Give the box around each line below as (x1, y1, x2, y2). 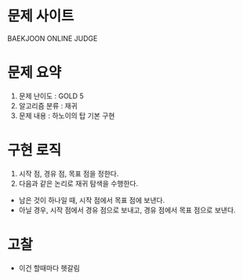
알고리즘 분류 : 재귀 (18, 101, 78, 110)
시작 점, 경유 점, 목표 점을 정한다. (18, 168, 119, 178)
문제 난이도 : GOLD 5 (18, 91, 84, 101)
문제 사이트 (7, 7, 74, 25)
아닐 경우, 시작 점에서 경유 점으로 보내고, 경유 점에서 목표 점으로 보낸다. (18, 205, 236, 215)
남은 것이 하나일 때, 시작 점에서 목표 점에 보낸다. (18, 195, 165, 204)
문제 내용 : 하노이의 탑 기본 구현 (18, 111, 115, 120)
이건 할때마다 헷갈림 (18, 263, 80, 272)
